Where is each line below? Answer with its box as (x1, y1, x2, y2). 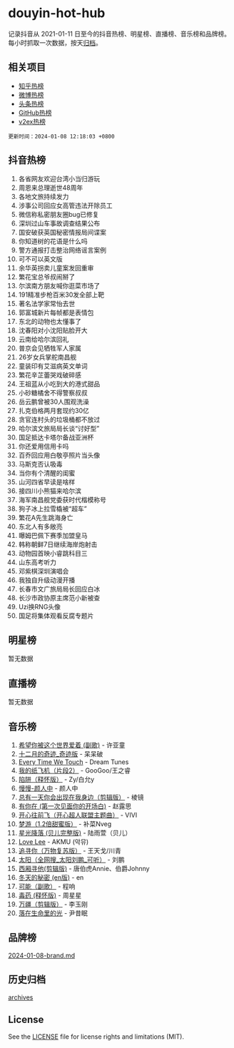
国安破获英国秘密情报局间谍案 (18, 228, 106, 236)
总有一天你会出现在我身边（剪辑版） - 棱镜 (18, 793, 145, 801)
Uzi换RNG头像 (18, 602, 61, 611)
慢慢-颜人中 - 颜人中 (18, 784, 78, 793)
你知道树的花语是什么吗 (18, 237, 88, 245)
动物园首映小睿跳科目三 (18, 549, 88, 557)
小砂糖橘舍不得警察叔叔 (18, 388, 88, 397)
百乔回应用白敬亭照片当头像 (18, 451, 101, 459)
